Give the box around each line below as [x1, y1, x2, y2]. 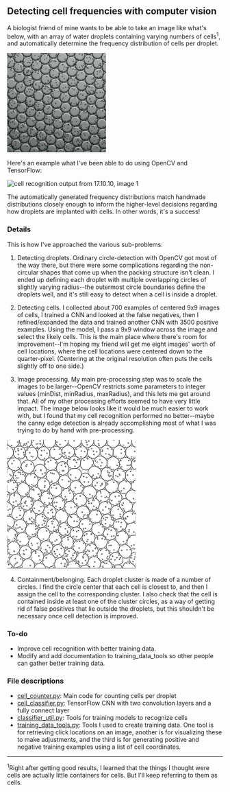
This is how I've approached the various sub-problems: [7, 240, 163, 248]
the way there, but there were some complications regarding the [16, 261, 199, 269]
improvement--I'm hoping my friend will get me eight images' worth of [16, 340, 216, 348]
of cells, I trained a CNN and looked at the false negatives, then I [16, 310, 199, 318]
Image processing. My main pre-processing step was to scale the [16, 375, 202, 383]
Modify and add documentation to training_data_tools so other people [16, 652, 214, 660]
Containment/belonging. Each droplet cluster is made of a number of [16, 575, 211, 583]
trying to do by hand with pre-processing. [16, 426, 135, 434]
